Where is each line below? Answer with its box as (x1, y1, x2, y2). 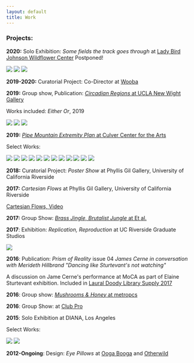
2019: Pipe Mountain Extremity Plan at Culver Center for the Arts (6, 131, 166, 138)
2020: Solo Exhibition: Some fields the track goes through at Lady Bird (6, 47, 181, 54)
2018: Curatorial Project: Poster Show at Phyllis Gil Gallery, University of (6, 167, 184, 174)
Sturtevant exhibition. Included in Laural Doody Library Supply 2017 (6, 279, 172, 286)
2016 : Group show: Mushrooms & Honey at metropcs (6, 291, 138, 298)
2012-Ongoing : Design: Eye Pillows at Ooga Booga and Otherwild (6, 349, 169, 356)
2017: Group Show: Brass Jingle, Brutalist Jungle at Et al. (6, 214, 147, 221)
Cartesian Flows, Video (6, 203, 63, 210)
